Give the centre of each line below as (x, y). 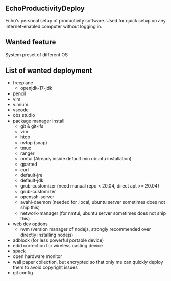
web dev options (30, 224)
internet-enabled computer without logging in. (54, 26)
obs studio (24, 115)
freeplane (23, 83)
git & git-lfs (32, 126)
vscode (21, 110)
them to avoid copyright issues (45, 267)
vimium (20, 105)
